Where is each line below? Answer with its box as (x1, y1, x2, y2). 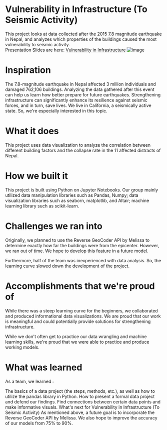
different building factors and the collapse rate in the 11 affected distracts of (5, 147, 161, 153)
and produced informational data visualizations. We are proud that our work (5, 313, 161, 319)
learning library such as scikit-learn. (5, 202, 79, 209)
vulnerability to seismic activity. (5, 41, 70, 47)
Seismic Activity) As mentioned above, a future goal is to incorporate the (5, 409, 155, 415)
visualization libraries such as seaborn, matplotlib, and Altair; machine (5, 197, 149, 203)
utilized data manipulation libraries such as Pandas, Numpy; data (5, 192, 138, 198)
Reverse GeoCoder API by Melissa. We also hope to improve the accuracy (5, 414, 157, 420)
